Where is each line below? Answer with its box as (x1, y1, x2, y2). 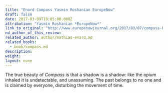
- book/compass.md (9, 44, 48, 49)
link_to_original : (5, 26, 43, 31)
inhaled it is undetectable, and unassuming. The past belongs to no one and (5, 77, 161, 83)
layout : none (5, 58, 32, 63)
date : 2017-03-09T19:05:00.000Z (5, 16, 72, 21)
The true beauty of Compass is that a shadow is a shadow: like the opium (5, 72, 156, 78)
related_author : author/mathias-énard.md (5, 35, 93, 40)
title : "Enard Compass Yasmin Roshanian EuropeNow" (5, 7, 115, 12)
